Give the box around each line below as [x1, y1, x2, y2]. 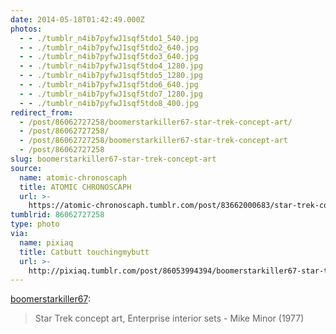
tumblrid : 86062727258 [10, 210, 105, 220]
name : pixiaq [19, 237, 74, 248]
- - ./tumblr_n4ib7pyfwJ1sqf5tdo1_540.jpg [19, 33, 199, 43]
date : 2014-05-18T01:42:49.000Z [10, 14, 145, 25]
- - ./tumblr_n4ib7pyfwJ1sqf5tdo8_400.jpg [19, 98, 199, 108]
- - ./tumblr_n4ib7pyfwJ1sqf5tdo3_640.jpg [19, 52, 199, 62]
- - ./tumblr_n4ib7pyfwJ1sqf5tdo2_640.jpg [19, 42, 199, 53]
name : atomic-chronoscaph [19, 172, 128, 183]
